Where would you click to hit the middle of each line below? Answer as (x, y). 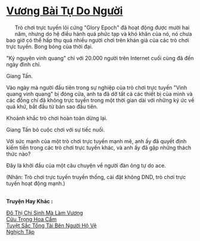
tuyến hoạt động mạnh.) (36, 183)
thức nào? (19, 154)
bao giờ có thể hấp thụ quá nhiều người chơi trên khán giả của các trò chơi (98, 40)
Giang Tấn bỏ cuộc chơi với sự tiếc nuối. (56, 129)
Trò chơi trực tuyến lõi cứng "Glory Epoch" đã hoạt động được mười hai (102, 27)
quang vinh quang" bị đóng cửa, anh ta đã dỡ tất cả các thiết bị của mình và (99, 94)
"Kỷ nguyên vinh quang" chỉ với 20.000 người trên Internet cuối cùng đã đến (100, 58)
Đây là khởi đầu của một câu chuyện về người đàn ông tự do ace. (86, 165)
